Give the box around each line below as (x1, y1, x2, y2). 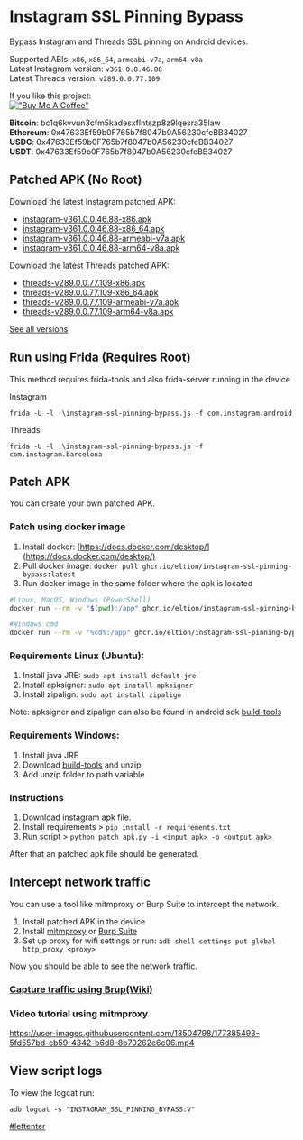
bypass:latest (22, 570, 76, 579)
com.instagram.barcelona (9, 449, 103, 459)
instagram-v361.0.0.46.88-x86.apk (22, 214, 152, 225)
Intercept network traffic (9, 875, 151, 890)
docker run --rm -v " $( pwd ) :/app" (9, 603, 140, 612)
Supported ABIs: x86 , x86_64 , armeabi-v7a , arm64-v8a (9, 53, 203, 64)
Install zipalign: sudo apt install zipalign (22, 689, 182, 700)
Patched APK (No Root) (9, 172, 142, 188)
